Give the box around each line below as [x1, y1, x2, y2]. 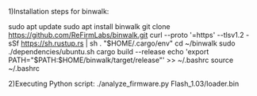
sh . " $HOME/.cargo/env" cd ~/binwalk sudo [90, 39, 236, 48]
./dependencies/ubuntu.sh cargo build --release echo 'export [8, 47, 209, 56]
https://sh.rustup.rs [21, 39, 84, 48]
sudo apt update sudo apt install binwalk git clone [8, 22, 171, 31]
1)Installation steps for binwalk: [8, 7, 109, 16]
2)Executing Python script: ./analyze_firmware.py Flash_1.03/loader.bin [8, 79, 240, 88]
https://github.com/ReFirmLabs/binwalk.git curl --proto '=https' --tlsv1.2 [8, 31, 244, 39]
